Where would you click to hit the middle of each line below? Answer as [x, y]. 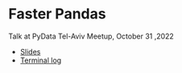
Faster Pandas [57, 14]
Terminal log [41, 60]
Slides [30, 51]
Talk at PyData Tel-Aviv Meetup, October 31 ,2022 [91, 36]
